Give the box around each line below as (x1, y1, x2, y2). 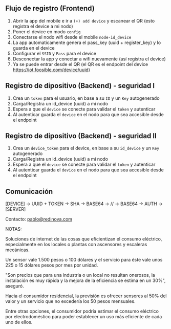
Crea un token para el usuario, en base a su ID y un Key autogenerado (12, 95, 160, 101)
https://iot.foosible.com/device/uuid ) (12, 67, 91, 73)
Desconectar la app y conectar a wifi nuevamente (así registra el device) (12, 56, 166, 62)
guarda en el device (12, 45, 55, 51)
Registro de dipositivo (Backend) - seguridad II (5, 131, 157, 140)
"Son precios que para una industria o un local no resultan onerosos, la (5, 272, 155, 278)
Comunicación (5, 187, 53, 196)
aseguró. (5, 283, 24, 289)
